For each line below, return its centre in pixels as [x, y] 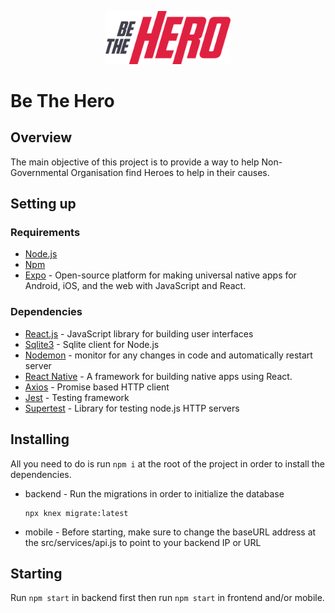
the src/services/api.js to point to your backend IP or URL [143, 542]
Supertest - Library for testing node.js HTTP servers [132, 408]
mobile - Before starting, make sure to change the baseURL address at [170, 532]
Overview [41, 137]
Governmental [39, 172]
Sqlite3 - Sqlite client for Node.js [92, 344]
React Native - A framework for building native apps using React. [158, 376]
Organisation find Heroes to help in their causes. [170, 172]
